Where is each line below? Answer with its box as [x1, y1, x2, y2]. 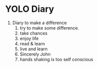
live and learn [19, 46, 48, 52]
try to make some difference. [19, 25, 80, 31]
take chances [19, 30, 48, 36]
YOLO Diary [5, 3, 54, 15]
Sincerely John [19, 51, 51, 57]
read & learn [19, 40, 45, 46]
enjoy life [19, 35, 39, 41]
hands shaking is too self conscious [19, 56, 94, 62]
